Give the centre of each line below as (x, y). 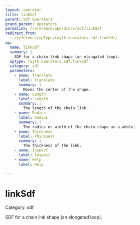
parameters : (22, 71)
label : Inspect (34, 155)
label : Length (33, 99)
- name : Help (28, 160)
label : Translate (37, 80)
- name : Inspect (31, 151)
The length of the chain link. (56, 108)
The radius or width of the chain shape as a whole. (80, 127)
